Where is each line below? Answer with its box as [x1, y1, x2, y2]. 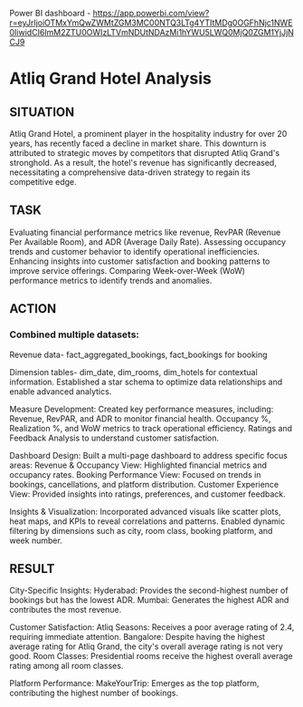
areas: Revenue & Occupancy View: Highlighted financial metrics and [9, 460, 268, 470]
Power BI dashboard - [9, 8, 91, 18]
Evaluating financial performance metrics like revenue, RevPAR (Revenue [9, 227, 281, 237]
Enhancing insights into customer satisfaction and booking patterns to [9, 256, 270, 266]
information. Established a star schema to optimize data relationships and [9, 376, 283, 387]
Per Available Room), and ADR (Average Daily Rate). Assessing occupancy [9, 236, 287, 247]
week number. [9, 535, 63, 546]
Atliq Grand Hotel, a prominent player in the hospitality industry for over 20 [9, 129, 288, 139]
